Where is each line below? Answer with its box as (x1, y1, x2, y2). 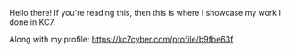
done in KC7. (9, 17, 56, 27)
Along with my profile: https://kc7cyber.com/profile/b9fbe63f (9, 34, 234, 44)
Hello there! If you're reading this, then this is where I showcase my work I (9, 8, 281, 18)
